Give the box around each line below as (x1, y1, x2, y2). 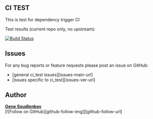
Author (5, 91, 27, 99)
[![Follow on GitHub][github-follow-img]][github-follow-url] (5, 109, 122, 115)
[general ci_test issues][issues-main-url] (12, 72, 93, 77)
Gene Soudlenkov (5, 104, 42, 109)
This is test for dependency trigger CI (5, 16, 80, 22)
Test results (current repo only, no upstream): (5, 26, 96, 32)
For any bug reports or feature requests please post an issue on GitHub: (5, 62, 149, 68)
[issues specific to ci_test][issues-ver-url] (12, 77, 95, 83)
